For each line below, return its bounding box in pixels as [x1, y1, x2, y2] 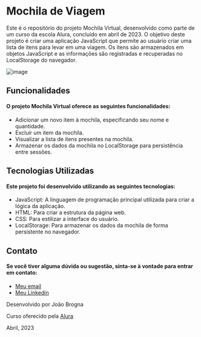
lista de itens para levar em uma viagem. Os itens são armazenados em [6, 44, 184, 51]
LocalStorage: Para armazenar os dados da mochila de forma [15, 222, 168, 229]
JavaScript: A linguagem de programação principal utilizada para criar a [15, 196, 195, 203]
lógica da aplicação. [15, 203, 65, 210]
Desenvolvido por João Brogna [6, 301, 84, 308]
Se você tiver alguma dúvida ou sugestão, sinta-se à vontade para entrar [6, 263, 194, 270]
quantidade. [15, 122, 45, 129]
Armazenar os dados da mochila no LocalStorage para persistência [15, 142, 183, 149]
